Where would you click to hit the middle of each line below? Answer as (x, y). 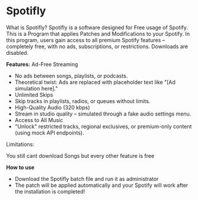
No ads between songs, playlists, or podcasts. (71, 76)
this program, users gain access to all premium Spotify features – (86, 40)
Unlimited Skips (34, 95)
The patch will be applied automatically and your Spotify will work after (101, 185)
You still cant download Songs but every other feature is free (80, 155)
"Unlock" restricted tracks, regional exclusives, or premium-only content (103, 126)
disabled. (17, 52)
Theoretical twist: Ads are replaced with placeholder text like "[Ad (95, 82)
